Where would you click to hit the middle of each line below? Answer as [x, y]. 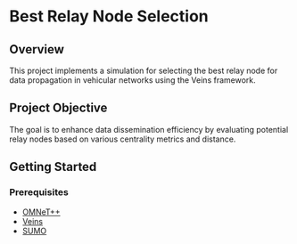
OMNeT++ [41, 212]
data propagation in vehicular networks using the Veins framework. [132, 80]
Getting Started [53, 167]
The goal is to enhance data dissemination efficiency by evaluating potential [149, 129]
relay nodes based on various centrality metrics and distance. [123, 139]
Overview [37, 49]
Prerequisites [39, 192]
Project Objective [58, 108]
